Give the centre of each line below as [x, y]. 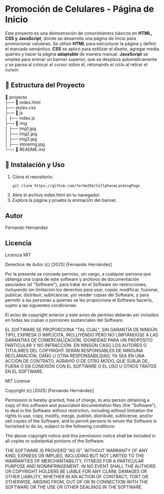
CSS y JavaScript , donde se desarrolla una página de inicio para [71, 38]
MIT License [18, 381]
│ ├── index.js [20, 118]
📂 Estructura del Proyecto [45, 85]
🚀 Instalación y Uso [35, 165]
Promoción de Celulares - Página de [80, 9]
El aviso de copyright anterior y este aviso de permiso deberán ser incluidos [82, 315]
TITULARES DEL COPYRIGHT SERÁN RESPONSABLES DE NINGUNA [74, 351]
